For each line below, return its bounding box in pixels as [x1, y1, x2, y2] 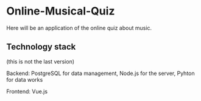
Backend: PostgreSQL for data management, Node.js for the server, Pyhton [6, 70, 195, 77]
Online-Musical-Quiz [6, 4, 115, 18]
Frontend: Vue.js [6, 88, 48, 95]
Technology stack [6, 42, 76, 52]
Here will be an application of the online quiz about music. [6, 24, 152, 31]
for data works [6, 76, 43, 83]
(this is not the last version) [6, 57, 75, 65]
